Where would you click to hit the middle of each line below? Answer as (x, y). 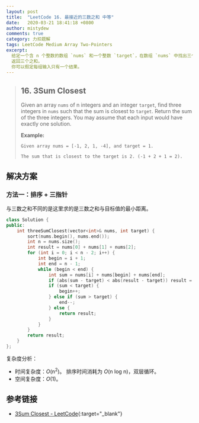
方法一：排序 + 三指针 (37, 194)
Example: (32, 135)
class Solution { (28, 220)
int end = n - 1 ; (59, 264)
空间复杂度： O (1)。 (38, 379)
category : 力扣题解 (28, 39)
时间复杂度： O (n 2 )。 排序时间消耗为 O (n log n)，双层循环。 (87, 371)
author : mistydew (28, 28)
